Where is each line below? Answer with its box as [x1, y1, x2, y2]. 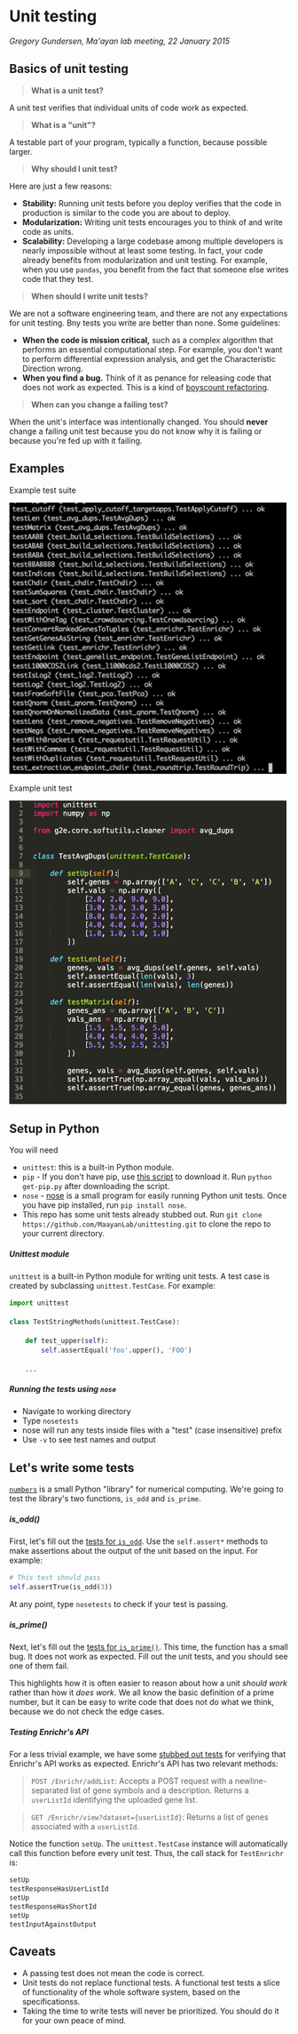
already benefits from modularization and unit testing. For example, [21, 254, 268, 265]
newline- [234, 1775, 268, 1786]
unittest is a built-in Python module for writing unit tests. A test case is [9, 1271, 271, 1282]
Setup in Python [9, 1122, 100, 1137]
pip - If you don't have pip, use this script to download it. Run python [21, 1171, 272, 1182]
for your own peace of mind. [21, 2014, 127, 2025]
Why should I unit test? [30, 163, 118, 174]
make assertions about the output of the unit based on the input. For [9, 1546, 259, 1556]
